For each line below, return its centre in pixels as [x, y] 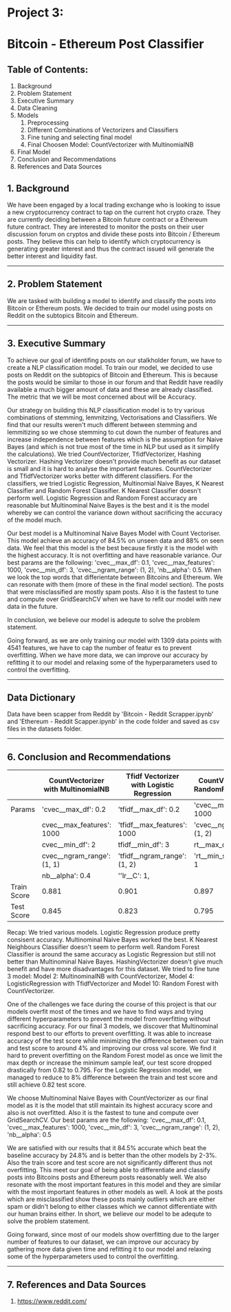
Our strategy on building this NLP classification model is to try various [106, 410]
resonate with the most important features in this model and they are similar [114, 1185]
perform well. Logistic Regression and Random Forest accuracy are [102, 498]
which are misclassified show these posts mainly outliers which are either [111, 1199]
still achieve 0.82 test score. [47, 1085]
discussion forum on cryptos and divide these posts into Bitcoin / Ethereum [113, 234]
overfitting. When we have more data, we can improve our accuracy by [108, 655]
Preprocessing [48, 123]
